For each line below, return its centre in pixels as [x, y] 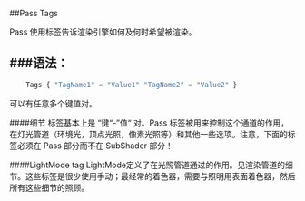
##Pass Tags [34, 13]
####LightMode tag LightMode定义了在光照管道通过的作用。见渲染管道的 [148, 165]
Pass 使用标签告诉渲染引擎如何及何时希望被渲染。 [103, 32]
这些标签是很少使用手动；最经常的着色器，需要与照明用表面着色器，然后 [160, 176]
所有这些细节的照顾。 [49, 187]
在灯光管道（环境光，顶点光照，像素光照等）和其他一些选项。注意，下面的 [148, 134]
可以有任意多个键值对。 [53, 103]
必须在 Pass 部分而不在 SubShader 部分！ [95, 146]
